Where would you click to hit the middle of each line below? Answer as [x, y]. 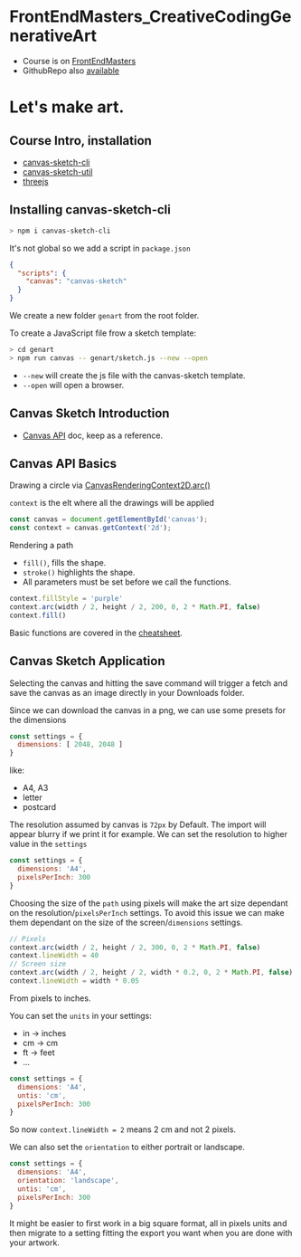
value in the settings [48, 844]
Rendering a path [42, 546]
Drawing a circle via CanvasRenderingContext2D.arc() [110, 485]
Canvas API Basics [63, 463]
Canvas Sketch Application [87, 661]
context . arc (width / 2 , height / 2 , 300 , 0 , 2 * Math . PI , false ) [135, 948]
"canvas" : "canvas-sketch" [76, 281]
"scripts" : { [42, 273]
